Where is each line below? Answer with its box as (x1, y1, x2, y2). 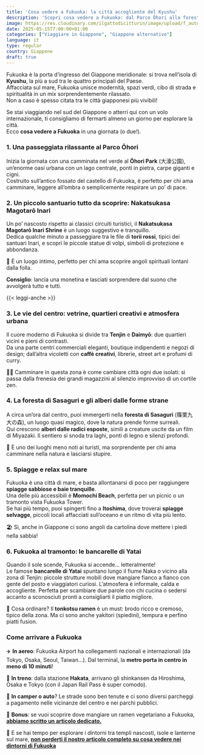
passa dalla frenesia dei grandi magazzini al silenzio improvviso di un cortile (6, 375, 196, 382)
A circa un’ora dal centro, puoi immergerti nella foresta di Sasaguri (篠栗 (6, 411, 188, 418)
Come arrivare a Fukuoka (6, 633, 82, 641)
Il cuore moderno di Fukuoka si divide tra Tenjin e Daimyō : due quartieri (6, 330, 186, 338)
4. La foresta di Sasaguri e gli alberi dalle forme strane (6, 396, 169, 405)
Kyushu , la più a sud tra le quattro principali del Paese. (6, 77, 144, 84)
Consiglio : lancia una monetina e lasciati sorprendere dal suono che (6, 276, 177, 283)
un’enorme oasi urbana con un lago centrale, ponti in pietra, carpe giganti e (6, 164, 195, 171)
